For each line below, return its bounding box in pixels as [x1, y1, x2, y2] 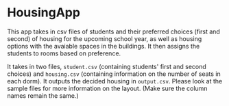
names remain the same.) [7, 91, 79, 100]
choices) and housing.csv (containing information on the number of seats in [7, 70, 221, 78]
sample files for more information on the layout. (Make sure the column [7, 84, 208, 92]
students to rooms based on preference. [7, 49, 121, 57]
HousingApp [7, 5, 81, 21]
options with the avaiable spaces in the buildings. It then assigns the [7, 42, 200, 50]
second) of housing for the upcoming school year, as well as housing [7, 34, 202, 42]
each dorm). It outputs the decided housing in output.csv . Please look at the [7, 77, 223, 85]
